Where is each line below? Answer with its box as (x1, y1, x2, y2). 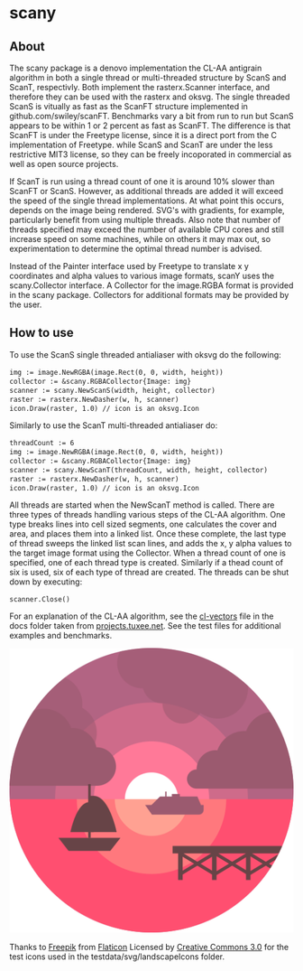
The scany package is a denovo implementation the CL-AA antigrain (9, 62, 262, 73)
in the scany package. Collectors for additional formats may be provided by (9, 290, 289, 300)
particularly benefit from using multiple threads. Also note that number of (9, 215, 281, 225)
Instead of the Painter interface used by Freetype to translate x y (9, 261, 250, 271)
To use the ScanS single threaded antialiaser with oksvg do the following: (9, 349, 281, 359)
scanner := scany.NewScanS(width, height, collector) (9, 386, 216, 395)
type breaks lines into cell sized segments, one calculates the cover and (9, 518, 278, 529)
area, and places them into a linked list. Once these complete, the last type (9, 528, 287, 539)
